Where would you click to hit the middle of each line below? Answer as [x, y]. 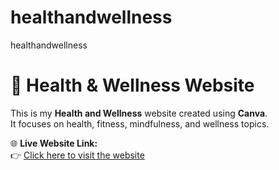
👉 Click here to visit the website [77, 155]
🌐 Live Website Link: [54, 143]
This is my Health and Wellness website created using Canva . [139, 113]
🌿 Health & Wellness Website [132, 85]
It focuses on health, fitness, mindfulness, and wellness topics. [140, 123]
